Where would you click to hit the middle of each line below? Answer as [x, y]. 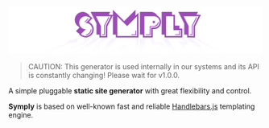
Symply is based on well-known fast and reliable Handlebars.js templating [132, 106]
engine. [21, 115]
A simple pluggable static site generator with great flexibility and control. [130, 91]
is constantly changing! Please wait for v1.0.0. [103, 75]
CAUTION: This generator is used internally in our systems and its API [144, 66]
